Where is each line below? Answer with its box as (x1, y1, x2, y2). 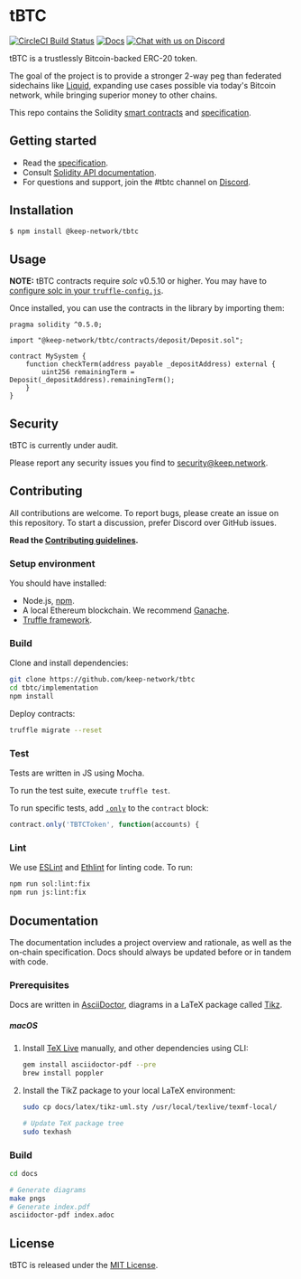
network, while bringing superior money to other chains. (9, 89, 218, 100)
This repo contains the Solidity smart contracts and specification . (9, 107, 252, 118)
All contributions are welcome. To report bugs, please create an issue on (9, 507, 279, 518)
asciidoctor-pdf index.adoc (9, 1210, 115, 1220)
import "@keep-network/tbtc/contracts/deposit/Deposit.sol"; (9, 336, 244, 345)
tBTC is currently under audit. (9, 440, 119, 451)
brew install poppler (22, 1068, 104, 1078)
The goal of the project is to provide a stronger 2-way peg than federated (9, 70, 282, 81)
